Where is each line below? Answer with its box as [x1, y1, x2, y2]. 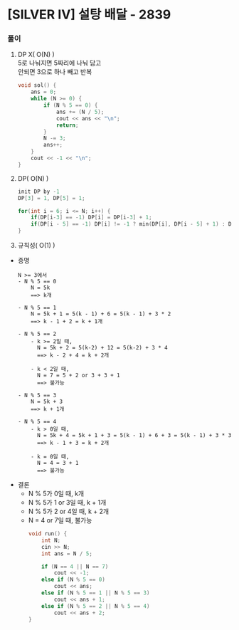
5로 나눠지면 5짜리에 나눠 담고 [17, 58, 102, 68]
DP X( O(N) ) [17, 51, 55, 59]
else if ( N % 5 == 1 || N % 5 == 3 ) [41, 589, 150, 597]
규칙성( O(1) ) [17, 241, 55, 250]
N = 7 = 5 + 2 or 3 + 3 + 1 [36, 372, 120, 379]
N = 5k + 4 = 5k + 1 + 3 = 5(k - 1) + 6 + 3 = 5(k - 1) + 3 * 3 [36, 432, 232, 439]
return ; [55, 122, 79, 129]
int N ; [41, 537, 61, 544]
